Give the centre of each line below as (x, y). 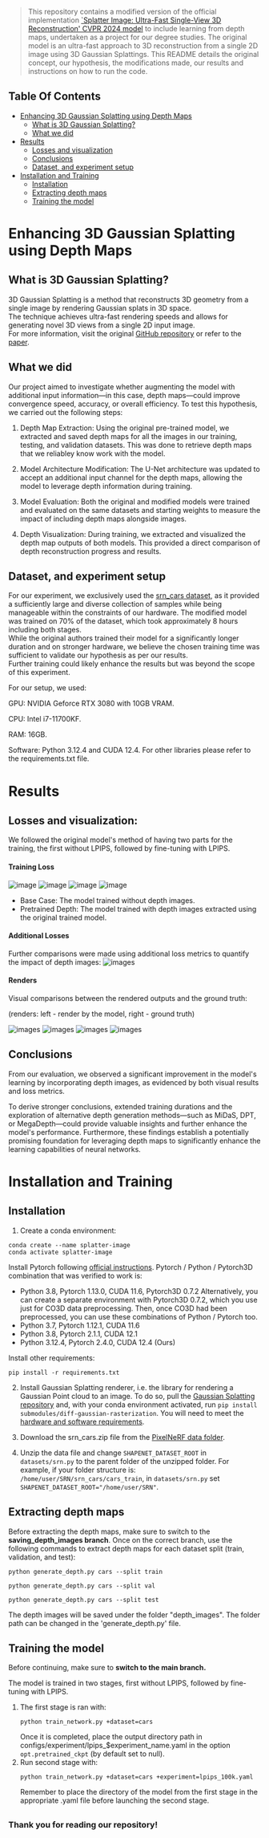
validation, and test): (42, 1557)
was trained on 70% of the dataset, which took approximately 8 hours (123, 621)
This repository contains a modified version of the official (122, 12)
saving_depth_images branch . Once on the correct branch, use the (120, 1539)
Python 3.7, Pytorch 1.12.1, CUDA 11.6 (80, 1325)
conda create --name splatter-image (69, 1245)
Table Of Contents (55, 97)
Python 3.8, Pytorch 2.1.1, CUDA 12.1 (78, 1334)
